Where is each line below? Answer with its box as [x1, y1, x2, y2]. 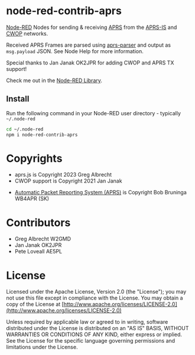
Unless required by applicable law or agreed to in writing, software [6, 318, 168, 325]
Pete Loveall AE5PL [14, 248, 63, 255]
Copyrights [6, 152, 63, 165]
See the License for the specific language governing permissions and [6, 337, 175, 344]
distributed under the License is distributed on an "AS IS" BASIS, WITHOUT [6, 325, 189, 332]
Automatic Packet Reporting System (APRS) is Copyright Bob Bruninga [14, 189, 187, 196]
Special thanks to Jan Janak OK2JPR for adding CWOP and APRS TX [6, 59, 174, 66]
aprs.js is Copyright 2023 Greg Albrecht [14, 171, 112, 178]
